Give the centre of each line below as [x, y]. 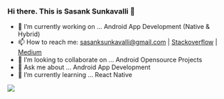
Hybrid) [29, 34]
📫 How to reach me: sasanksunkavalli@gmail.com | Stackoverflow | [118, 42]
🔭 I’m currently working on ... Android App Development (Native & [114, 27]
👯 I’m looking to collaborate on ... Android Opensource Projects [110, 60]
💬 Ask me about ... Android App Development [84, 67]
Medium [30, 52]
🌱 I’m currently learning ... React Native [75, 75]
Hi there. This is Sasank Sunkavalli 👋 [71, 11]
